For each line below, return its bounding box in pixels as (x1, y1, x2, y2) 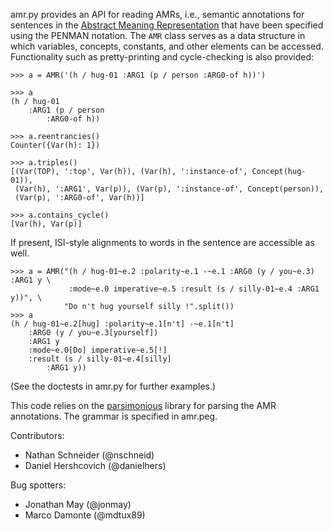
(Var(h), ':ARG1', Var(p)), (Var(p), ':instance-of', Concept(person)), (14, 184, 325, 194)
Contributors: (10, 430, 65, 441)
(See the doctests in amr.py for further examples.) (10, 380, 217, 392)
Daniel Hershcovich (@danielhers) (24, 460, 167, 471)
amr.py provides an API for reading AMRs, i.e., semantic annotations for (10, 9, 305, 20)
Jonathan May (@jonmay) (24, 499, 132, 510)
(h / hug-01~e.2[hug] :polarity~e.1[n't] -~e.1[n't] (10, 319, 235, 329)
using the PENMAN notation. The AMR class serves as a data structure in (10, 30, 306, 41)
